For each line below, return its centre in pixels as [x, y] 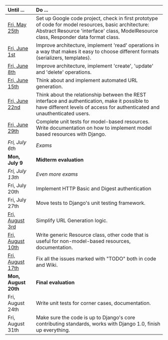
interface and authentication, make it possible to [92, 101]
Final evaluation [55, 282]
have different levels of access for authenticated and [98, 107]
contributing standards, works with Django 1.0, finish [98, 324]
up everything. [53, 330]
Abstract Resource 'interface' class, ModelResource [97, 31]
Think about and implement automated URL [87, 80]
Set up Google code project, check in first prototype [97, 18]
